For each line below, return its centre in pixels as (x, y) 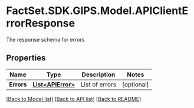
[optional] (135, 85)
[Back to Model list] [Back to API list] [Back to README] (74, 99)
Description (98, 75)
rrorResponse (41, 23)
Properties (26, 58)
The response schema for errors (45, 39)
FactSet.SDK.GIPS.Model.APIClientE (97, 11)
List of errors (98, 85)
